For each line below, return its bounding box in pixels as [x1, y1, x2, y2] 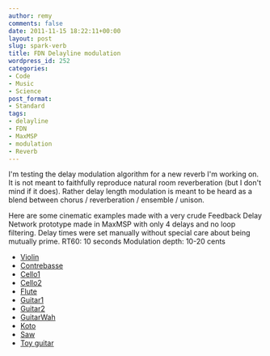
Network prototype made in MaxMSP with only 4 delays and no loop [8, 219, 236, 229]
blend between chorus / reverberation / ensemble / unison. [8, 195, 205, 205]
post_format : [8, 95, 53, 103]
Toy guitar [19, 338, 54, 348]
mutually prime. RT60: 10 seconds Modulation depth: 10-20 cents [8, 236, 226, 247]
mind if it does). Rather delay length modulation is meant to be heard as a [8, 187, 253, 197]
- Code [8, 72, 31, 80]
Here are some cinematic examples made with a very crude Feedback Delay [8, 211, 263, 221]
